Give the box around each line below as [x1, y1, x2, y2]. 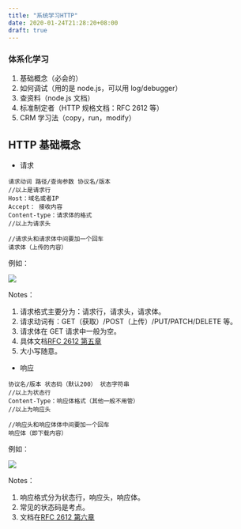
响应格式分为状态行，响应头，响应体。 [19, 493, 145, 502]
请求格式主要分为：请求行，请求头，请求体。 [19, 307, 166, 316]
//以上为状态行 [8, 389, 51, 397]
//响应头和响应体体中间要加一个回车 [8, 421, 110, 429]
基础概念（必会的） [19, 73, 83, 83]
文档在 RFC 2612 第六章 [19, 512, 95, 522]
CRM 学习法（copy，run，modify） [19, 112, 136, 123]
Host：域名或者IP [8, 195, 59, 202]
